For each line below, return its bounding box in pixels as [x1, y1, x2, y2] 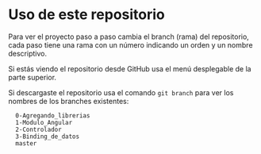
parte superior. [8, 72, 57, 82]
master [15, 139, 37, 148]
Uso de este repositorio [8, 6, 165, 24]
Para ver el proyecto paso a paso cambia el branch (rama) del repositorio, [8, 32, 250, 41]
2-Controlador [15, 125, 62, 133]
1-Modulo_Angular [15, 118, 73, 126]
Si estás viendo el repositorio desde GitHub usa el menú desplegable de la [8, 64, 251, 73]
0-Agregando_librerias [15, 111, 90, 120]
